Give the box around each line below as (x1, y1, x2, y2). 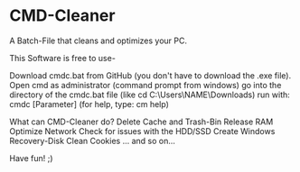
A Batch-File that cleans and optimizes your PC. (9, 35, 188, 46)
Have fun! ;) (9, 152, 53, 163)
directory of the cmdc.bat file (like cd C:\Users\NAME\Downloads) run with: (9, 89, 291, 100)
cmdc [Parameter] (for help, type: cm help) (9, 98, 169, 109)
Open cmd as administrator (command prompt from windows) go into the (9, 79, 282, 90)
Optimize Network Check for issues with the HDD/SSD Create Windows (9, 125, 276, 136)
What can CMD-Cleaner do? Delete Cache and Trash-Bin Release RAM (9, 116, 274, 127)
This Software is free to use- (9, 52, 116, 63)
